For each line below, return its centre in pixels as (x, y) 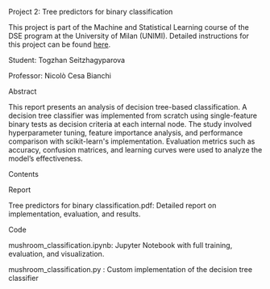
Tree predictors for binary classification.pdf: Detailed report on (112, 205)
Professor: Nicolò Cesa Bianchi (60, 75)
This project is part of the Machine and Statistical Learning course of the (129, 27)
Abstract (23, 91)
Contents (23, 174)
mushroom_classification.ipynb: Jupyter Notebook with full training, (120, 245)
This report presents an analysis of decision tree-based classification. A (128, 107)
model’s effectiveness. (46, 158)
